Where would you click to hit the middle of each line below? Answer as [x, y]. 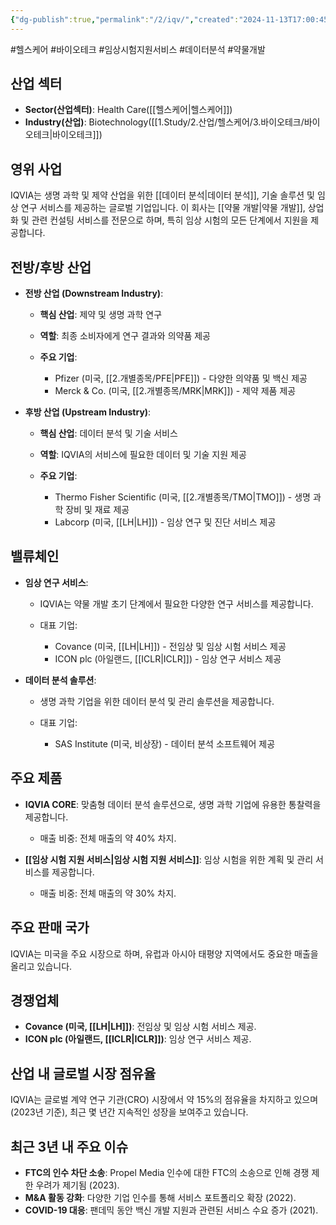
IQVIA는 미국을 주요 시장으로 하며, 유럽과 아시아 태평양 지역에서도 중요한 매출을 [164, 953]
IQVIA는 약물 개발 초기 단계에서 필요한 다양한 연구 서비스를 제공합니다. [176, 603]
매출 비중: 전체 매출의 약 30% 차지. [108, 893]
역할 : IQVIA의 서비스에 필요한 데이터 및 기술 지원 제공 [143, 455]
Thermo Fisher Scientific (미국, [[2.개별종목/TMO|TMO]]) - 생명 [182, 497]
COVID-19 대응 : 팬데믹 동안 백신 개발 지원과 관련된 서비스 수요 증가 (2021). [171, 1210]
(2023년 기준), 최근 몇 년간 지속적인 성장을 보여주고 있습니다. [129, 1112]
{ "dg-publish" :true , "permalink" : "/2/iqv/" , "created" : [125, 19]
